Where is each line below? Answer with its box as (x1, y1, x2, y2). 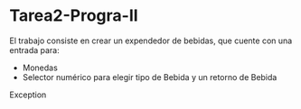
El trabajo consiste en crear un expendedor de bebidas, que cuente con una (9, 35, 293, 46)
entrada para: (9, 44, 61, 55)
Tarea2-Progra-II (9, 5, 138, 26)
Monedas (22, 62, 59, 73)
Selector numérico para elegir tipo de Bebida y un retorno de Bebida (22, 71, 277, 82)
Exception (9, 89, 47, 100)
